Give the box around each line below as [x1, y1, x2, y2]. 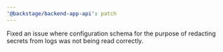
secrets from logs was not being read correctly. [6, 36, 144, 45]
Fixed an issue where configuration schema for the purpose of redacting [6, 29, 217, 37]
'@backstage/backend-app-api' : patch [6, 10, 117, 17]
